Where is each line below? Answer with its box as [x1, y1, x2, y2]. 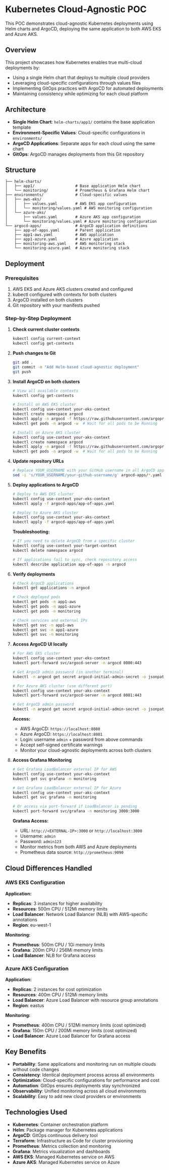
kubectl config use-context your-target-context [12, 543, 117, 548]
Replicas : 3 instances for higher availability [12, 900, 102, 907]
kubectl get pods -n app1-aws [12, 599, 77, 605]
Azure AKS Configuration [5, 965, 69, 972]
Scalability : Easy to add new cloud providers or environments [12, 1093, 141, 1099]
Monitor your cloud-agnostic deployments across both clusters [20, 747, 151, 753]
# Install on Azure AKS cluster [12, 430, 81, 435]
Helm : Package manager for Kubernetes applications [12, 1126, 123, 1133]
